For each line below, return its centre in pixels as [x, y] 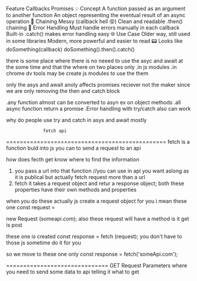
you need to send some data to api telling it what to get [73, 272]
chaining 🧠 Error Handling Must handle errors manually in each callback [93, 28]
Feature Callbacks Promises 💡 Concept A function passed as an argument [96, 9]
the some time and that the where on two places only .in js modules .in [91, 67]
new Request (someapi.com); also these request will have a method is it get [98, 219]
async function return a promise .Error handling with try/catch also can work [98, 109]
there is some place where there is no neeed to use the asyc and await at [95, 61]
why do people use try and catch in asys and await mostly [76, 120]
